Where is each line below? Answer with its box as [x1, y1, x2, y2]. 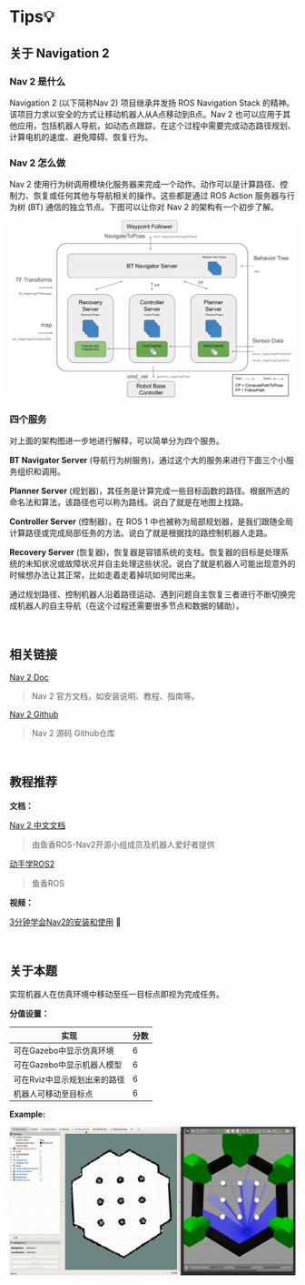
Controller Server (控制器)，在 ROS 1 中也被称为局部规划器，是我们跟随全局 [9, 516, 293, 527]
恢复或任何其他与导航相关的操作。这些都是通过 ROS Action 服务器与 [33, 190, 288, 201]
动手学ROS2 [9, 858, 55, 869]
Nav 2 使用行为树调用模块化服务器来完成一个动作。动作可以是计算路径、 [9, 179, 280, 190]
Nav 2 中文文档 [9, 819, 66, 830]
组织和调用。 [16, 466, 65, 477]
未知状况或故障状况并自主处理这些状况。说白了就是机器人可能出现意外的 [25, 558, 296, 570]
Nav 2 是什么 [9, 75, 66, 87]
